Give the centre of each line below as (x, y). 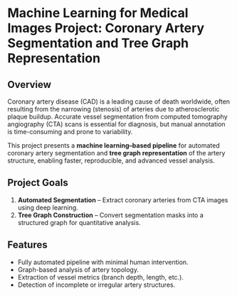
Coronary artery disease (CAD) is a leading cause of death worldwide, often (118, 102)
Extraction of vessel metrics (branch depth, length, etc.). (100, 277)
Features (27, 245)
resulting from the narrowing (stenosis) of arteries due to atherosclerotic (114, 109)
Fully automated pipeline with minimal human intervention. (103, 262)
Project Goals (38, 183)
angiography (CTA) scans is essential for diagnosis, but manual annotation (116, 124)
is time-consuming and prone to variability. (70, 132)
